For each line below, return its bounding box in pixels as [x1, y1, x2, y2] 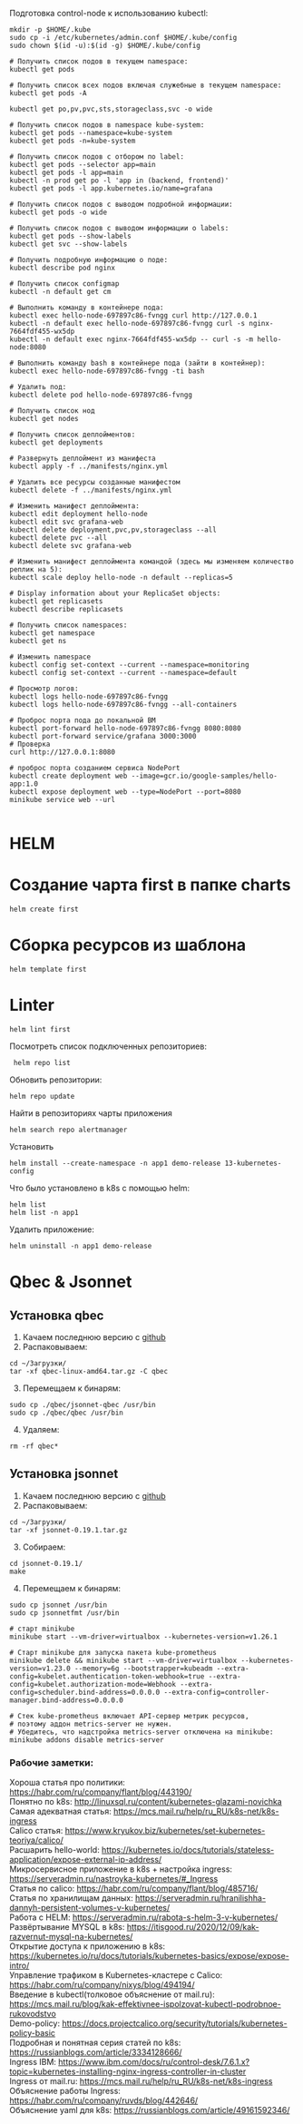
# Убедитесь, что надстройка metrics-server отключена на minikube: [9, 1728, 274, 1737]
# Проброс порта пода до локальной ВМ [9, 716, 156, 725]
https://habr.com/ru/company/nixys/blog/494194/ [9, 1980, 195, 1991]
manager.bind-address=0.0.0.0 [9, 1696, 124, 1705]
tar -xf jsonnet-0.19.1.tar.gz [9, 1525, 128, 1534]
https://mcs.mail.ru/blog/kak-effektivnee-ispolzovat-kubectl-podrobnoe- [9, 1999, 281, 2010]
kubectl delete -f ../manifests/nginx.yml [9, 485, 172, 494]
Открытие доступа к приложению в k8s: [9, 1941, 166, 1952]
